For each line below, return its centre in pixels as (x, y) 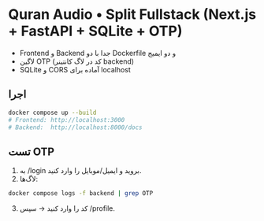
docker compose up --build (52, 112)
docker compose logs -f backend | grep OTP (81, 193)
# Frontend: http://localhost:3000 (67, 120)
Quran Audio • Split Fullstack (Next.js (132, 15)
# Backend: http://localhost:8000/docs (76, 127)
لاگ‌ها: (29, 179)
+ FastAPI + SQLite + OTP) (95, 31)
